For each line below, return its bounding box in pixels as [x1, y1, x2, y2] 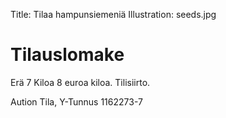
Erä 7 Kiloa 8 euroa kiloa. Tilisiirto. [10, 76, 151, 88]
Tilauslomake [10, 44, 125, 66]
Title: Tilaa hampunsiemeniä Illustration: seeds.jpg [10, 9, 217, 20]
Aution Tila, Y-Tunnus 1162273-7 [10, 95, 143, 108]
